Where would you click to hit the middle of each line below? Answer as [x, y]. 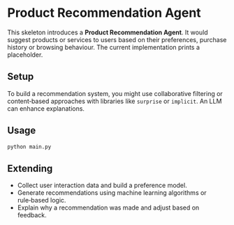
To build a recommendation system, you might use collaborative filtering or [115, 93]
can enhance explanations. [46, 108]
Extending [30, 169]
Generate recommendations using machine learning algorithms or [112, 193]
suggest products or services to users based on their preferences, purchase [117, 39]
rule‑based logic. [42, 200]
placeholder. [25, 55]
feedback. [32, 215]
